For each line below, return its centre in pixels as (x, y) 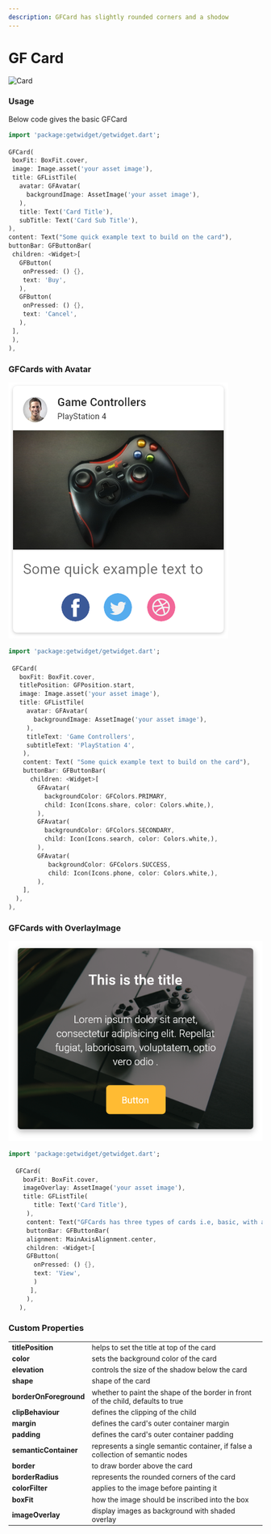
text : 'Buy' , (45, 280)
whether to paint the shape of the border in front (171, 1392)
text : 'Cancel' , (50, 314)
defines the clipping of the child (144, 1412)
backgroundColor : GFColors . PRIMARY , (106, 796)
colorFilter (30, 1488)
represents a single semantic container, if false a (172, 1446)
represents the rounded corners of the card (163, 1477)
